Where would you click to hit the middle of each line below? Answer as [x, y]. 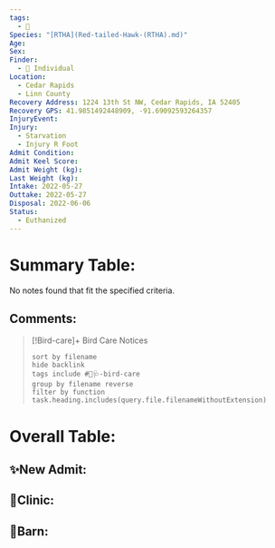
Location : [28, 77]
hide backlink [58, 365]
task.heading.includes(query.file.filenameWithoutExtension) [149, 400]
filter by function [68, 392]
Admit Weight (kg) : [46, 170]
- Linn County [44, 93]
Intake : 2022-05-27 [46, 187]
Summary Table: [72, 265]
